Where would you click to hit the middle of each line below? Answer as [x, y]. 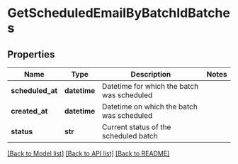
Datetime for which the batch [150, 86]
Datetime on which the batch [150, 106]
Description [151, 74]
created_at [29, 111]
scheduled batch [130, 136]
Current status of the [136, 127]
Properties [31, 54]
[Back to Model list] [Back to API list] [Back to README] [89, 153]
